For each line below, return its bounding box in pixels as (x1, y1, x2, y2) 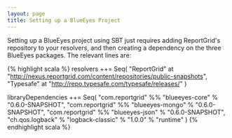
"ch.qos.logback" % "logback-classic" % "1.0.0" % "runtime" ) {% (7, 115, 198, 123)
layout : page (7, 10, 46, 18)
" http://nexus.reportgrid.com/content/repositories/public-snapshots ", (7, 71, 208, 81)
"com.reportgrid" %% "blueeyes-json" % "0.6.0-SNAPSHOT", (46, 108, 226, 116)
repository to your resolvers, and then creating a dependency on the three (7, 43, 221, 52)
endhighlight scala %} (7, 123, 71, 131)
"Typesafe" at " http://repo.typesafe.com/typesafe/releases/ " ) (7, 79, 187, 88)
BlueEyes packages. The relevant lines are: (7, 50, 132, 60)
